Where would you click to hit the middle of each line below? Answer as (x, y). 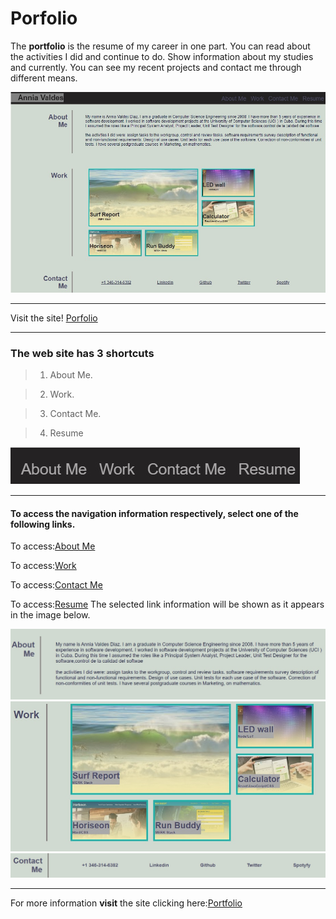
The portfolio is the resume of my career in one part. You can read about (160, 46)
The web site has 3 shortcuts (82, 353)
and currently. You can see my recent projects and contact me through (156, 67)
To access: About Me (53, 546)
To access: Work (43, 566)
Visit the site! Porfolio (54, 318)
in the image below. (50, 615)
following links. (43, 524)
